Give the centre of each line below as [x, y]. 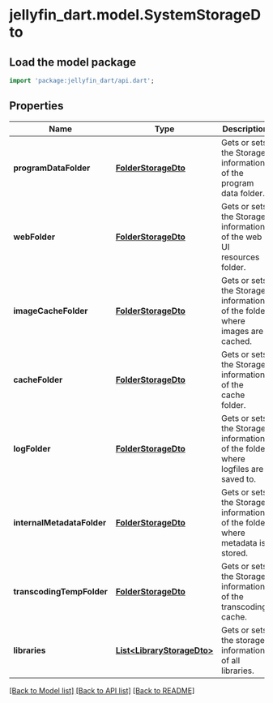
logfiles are [242, 469]
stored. [235, 553]
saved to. [239, 478]
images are [242, 331]
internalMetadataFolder [60, 522]
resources [240, 257]
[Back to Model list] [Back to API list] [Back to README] [102, 690]
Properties [36, 106]
